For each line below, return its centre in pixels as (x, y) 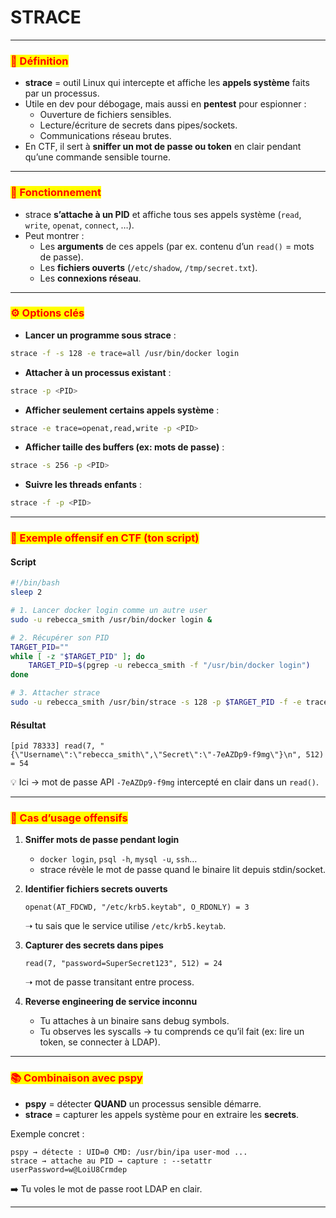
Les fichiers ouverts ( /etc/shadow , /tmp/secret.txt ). (148, 267)
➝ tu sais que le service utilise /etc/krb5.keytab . (125, 926)
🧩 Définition (39, 61)
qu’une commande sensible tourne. (98, 157)
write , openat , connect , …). (79, 225)
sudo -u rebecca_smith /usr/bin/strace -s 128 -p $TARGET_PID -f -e (156, 702)
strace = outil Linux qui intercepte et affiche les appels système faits (167, 83)
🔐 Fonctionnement (56, 193)
